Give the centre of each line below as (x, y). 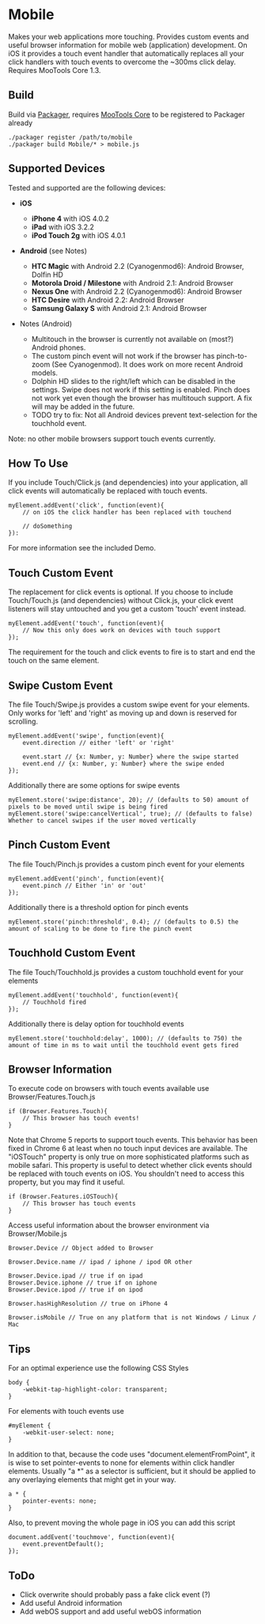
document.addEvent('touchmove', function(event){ (92, 1538)
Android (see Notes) (53, 251)
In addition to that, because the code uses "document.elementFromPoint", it (132, 1454)
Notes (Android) (46, 324)
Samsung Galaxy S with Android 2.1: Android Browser (119, 308)
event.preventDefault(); (63, 1545)
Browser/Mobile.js (38, 1234)
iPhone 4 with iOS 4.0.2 (70, 218)
